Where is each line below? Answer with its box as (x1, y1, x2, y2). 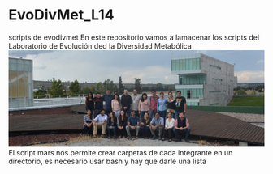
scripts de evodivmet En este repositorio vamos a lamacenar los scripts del (8, 32, 260, 42)
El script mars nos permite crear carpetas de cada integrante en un (8, 148, 233, 158)
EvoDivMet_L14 (8, 6, 115, 24)
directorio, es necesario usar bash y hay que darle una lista (8, 156, 207, 167)
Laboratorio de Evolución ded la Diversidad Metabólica (8, 40, 193, 50)
